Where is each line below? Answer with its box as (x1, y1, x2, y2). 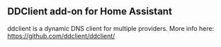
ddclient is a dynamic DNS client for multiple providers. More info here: (7, 24, 215, 32)
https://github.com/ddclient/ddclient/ (7, 32, 115, 40)
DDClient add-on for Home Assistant (7, 6, 172, 18)
